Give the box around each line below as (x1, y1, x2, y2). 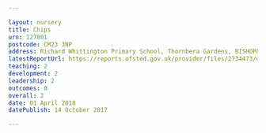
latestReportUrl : (8, 55, 66, 63)
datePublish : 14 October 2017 (8, 106, 108, 114)
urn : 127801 (8, 33, 47, 41)
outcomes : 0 (8, 84, 47, 92)
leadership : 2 (8, 76, 55, 85)
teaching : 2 (8, 62, 47, 71)
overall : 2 (8, 91, 44, 99)
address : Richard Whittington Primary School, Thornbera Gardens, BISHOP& (8, 48, 260, 56)
